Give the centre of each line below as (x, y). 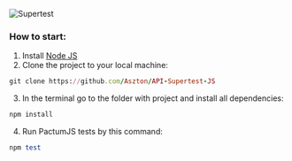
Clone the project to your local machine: (95, 65)
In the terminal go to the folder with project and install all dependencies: (153, 98)
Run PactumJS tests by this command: (92, 132)
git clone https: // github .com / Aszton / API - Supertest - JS (112, 81)
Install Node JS (50, 56)
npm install (31, 115)
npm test (25, 148)
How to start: (38, 36)
